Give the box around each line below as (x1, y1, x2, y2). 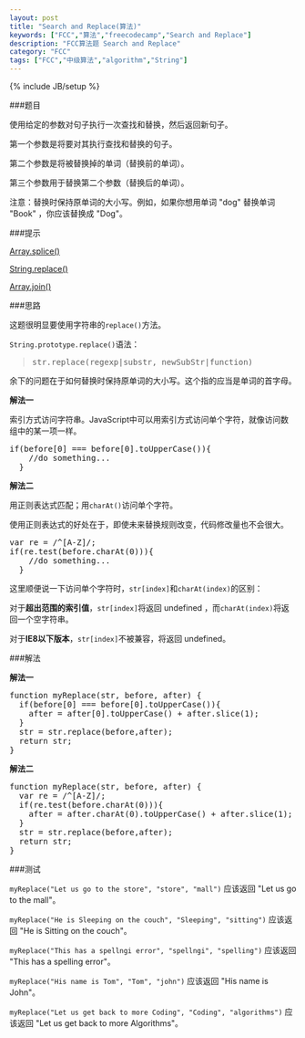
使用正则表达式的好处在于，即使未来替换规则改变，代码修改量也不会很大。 (9, 519, 289, 529)
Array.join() (9, 281, 52, 292)
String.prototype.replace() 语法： (9, 339, 140, 350)
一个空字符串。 (16, 613, 74, 624)
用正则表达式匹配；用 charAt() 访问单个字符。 (9, 499, 178, 510)
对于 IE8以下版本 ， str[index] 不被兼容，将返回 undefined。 (9, 634, 230, 644)
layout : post (9, 13, 59, 23)
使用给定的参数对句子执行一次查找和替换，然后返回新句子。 (9, 120, 233, 130)
